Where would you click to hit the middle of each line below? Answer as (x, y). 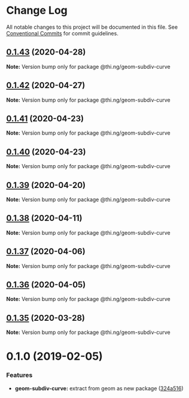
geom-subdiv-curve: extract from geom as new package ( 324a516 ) (99, 388)
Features (19, 375)
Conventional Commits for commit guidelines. (62, 33)
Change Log (37, 10)
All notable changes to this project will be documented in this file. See (92, 27)
